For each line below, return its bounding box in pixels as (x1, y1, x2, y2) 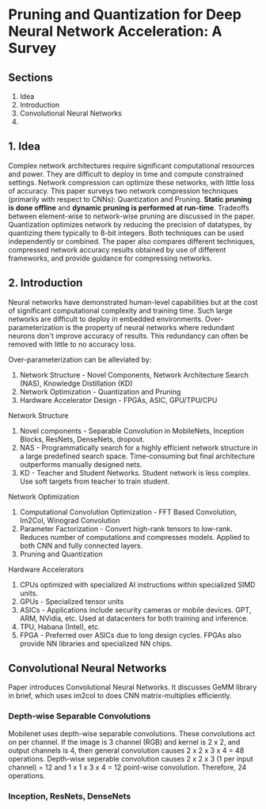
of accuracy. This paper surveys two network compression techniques (8, 186, 239, 196)
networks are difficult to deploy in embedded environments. (8, 314, 203, 324)
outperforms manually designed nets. (19, 459, 142, 469)
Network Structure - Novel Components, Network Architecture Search (19, 370, 249, 379)
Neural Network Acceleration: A (8, 22, 222, 40)
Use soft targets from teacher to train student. (19, 477, 170, 486)
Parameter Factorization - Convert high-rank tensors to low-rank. (19, 524, 233, 534)
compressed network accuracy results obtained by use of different (8, 245, 226, 254)
